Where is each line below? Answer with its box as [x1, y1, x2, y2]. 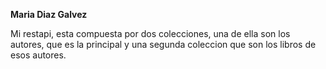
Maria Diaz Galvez [10, 9, 88, 20]
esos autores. [10, 49, 67, 61]
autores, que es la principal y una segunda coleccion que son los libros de [10, 39, 317, 50]
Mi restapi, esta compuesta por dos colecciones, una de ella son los [10, 28, 291, 39]
